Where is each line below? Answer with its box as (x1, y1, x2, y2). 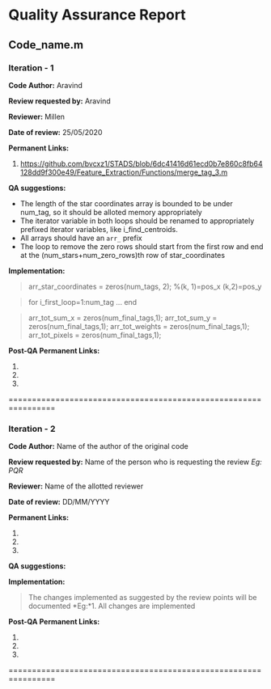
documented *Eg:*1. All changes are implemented (28, 601, 196, 611)
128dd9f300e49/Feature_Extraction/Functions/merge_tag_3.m (19, 167, 228, 177)
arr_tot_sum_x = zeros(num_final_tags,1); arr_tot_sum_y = (28, 313, 218, 323)
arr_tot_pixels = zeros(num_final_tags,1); (28, 330, 162, 340)
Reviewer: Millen (8, 112, 66, 121)
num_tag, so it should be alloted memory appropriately (19, 207, 202, 217)
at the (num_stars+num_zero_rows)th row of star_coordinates (19, 250, 225, 260)
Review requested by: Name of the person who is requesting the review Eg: (8, 457, 263, 467)
